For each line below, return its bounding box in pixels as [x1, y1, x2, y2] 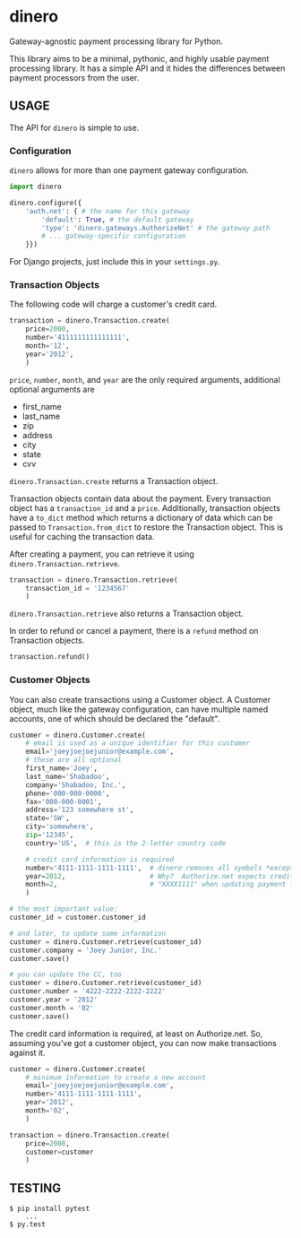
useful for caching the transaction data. [9, 531, 155, 541]
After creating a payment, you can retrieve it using [9, 549, 194, 559]
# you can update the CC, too [9, 970, 123, 979]
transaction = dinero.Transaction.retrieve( [9, 576, 178, 584]
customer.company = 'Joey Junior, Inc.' [9, 946, 163, 955]
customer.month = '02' [9, 1003, 94, 1012]
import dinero [9, 182, 63, 192]
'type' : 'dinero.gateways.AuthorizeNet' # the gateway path [41, 223, 271, 232]
